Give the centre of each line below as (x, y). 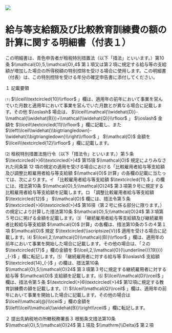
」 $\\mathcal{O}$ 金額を (124, 136)
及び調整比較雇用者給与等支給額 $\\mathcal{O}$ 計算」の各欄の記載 (77, 173)
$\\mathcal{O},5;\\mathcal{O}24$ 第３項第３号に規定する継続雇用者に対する (86, 269)
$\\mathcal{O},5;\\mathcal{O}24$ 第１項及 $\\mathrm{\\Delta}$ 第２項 (80, 325)
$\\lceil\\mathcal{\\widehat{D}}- (105, 112)
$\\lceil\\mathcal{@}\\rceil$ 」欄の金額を (48, 301)
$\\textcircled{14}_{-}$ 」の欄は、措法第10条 (52, 263)
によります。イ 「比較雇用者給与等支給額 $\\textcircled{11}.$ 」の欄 (94, 179)
